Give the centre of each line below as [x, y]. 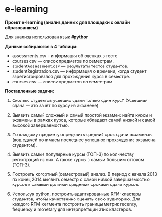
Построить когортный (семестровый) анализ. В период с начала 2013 [84, 174]
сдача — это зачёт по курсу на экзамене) [55, 105]
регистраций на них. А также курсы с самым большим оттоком [78, 159]
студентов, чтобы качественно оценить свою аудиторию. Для [76, 199]
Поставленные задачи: [30, 91]
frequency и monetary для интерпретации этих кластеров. [72, 209]
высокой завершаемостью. [40, 125]
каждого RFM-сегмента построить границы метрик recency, [75, 204]
